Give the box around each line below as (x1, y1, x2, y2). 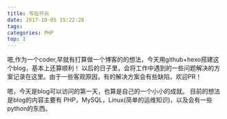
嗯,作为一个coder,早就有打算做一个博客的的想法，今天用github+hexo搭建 (7, 56, 213, 64)
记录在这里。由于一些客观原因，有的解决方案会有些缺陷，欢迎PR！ (12, 73, 202, 81)
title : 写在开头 (7, 10, 50, 17)
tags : (7, 23, 23, 30)
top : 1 (7, 36, 26, 43)
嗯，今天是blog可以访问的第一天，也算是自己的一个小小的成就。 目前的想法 (7, 87, 220, 96)
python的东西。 (7, 105, 52, 113)
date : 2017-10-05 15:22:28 (7, 17, 85, 23)
